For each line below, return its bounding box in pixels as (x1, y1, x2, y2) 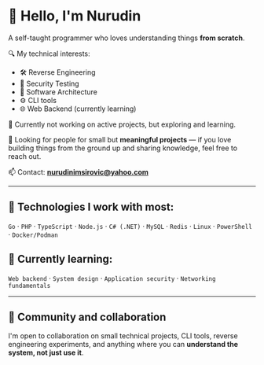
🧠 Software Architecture (19, 87, 98, 97)
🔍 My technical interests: (8, 49, 90, 58)
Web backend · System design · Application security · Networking (8, 273, 216, 282)
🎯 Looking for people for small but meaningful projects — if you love (8, 135, 232, 144)
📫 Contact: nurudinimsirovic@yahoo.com (8, 167, 149, 176)
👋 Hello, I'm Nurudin (8, 7, 141, 25)
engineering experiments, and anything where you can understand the (8, 340, 238, 349)
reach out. (8, 151, 42, 160)
